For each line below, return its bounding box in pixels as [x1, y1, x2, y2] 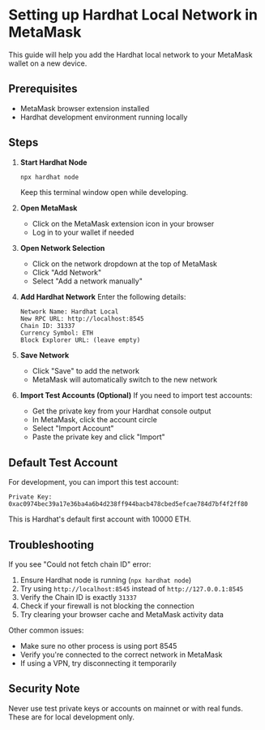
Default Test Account [8, 456, 118, 469]
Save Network [19, 351, 70, 361]
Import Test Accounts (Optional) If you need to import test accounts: [19, 391, 253, 400]
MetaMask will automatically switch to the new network [32, 375, 217, 385]
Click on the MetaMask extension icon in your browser [32, 219, 215, 229]
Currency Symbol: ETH [19, 329, 93, 338]
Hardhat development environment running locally [19, 112, 188, 122]
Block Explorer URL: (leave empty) [19, 336, 141, 344]
